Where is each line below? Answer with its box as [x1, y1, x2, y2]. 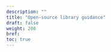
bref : [6, 31, 20, 37]
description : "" [6, 8, 47, 15]
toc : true [6, 36, 31, 42]
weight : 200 [6, 25, 36, 32]
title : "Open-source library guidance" [6, 14, 106, 20]
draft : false [6, 20, 39, 26]
